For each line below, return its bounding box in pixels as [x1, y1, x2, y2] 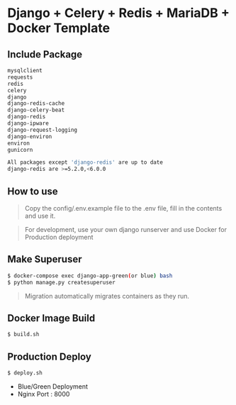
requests [7, 73, 33, 81]
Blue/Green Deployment [17, 382, 89, 391]
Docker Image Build [7, 312, 96, 324]
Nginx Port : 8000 [17, 389, 70, 398]
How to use [7, 185, 58, 197]
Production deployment [24, 233, 94, 241]
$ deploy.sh [7, 370, 43, 377]
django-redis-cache [7, 100, 65, 107]
